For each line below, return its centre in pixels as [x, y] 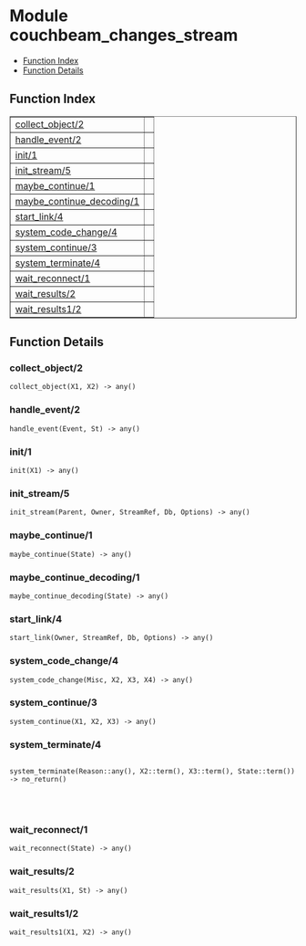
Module [39, 16]
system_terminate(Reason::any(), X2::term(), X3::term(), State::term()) [153, 772]
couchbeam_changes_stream [124, 35]
